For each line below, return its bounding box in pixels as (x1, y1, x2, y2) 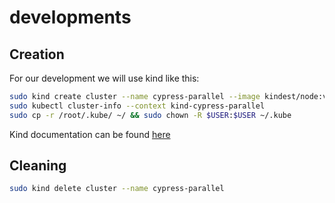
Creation (9, 46, 65, 63)
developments (9, 6, 132, 29)
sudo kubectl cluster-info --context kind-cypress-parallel (9, 101, 266, 111)
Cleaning (9, 157, 67, 175)
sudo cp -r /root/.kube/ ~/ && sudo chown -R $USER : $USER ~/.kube (9, 110, 292, 120)
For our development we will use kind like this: (9, 72, 200, 84)
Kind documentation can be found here (9, 128, 171, 140)
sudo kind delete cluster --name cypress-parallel (9, 184, 225, 194)
